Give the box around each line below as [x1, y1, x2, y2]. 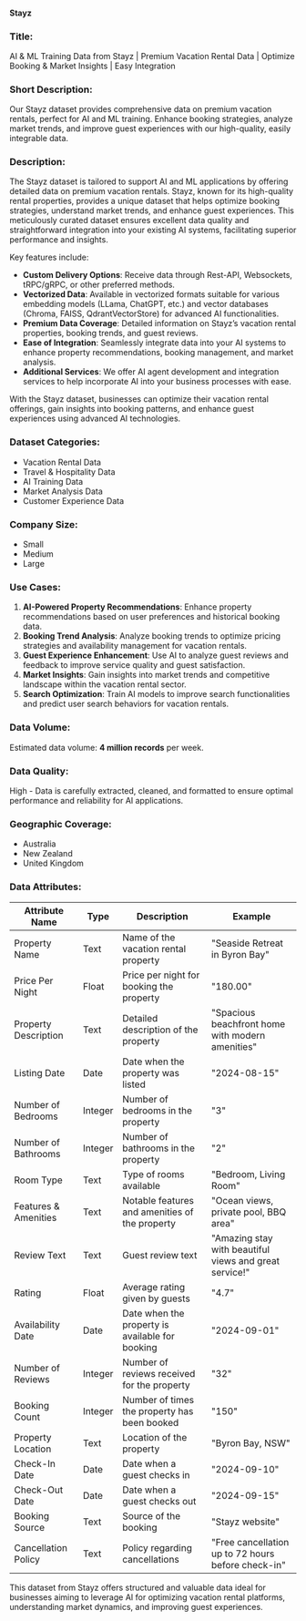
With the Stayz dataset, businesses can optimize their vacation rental [9, 394, 269, 405]
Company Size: [9, 518, 79, 530]
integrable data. [9, 133, 69, 144]
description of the [122, 1023, 199, 1036]
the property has [122, 1404, 194, 1417]
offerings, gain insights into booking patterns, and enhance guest [9, 404, 255, 415]
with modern [210, 1029, 266, 1041]
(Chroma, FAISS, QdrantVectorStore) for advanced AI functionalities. [22, 308, 280, 319]
